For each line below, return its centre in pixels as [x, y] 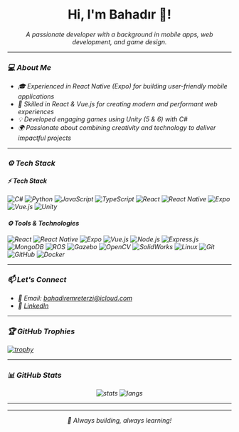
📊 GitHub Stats [34, 376]
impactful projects [44, 138]
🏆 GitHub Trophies [41, 331]
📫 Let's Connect [37, 280]
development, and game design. [119, 41]
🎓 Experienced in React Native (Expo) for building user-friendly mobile [122, 86]
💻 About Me [30, 67]
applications [36, 96]
